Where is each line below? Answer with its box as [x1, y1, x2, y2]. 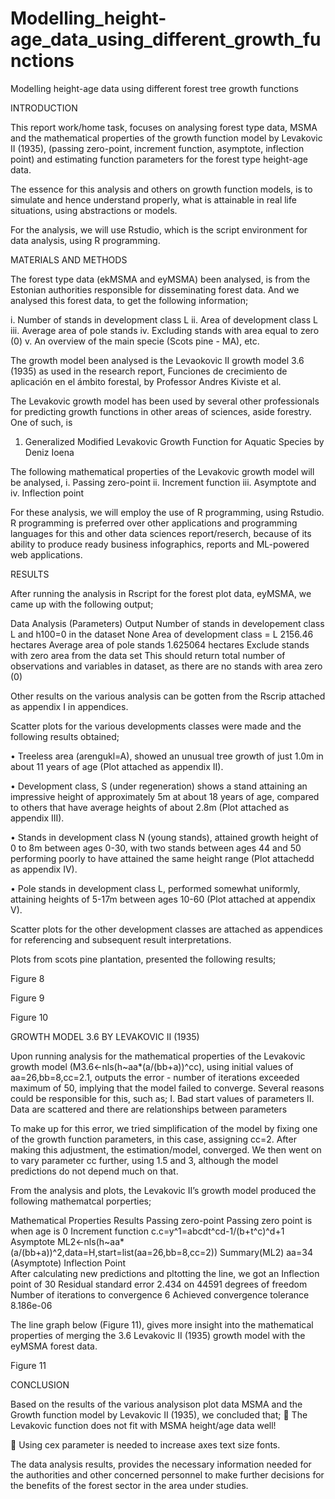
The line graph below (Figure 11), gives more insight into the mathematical [10, 1318, 314, 1331]
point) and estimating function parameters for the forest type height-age [10, 153, 308, 165]
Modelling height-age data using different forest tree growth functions [10, 82, 299, 94]
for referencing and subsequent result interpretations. [10, 933, 232, 946]
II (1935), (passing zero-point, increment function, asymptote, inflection [10, 142, 305, 154]
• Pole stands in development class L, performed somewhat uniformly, [10, 882, 301, 894]
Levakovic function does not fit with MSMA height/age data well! [10, 1419, 277, 1431]
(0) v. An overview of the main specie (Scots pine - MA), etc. [10, 335, 260, 347]
